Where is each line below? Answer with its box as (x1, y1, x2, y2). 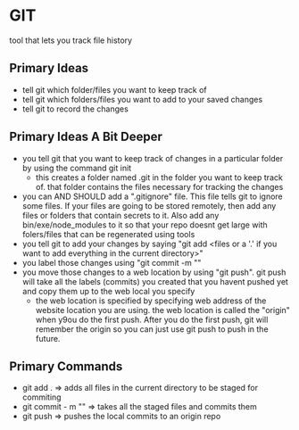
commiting (21, 392, 62, 402)
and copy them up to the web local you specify (21, 285, 195, 296)
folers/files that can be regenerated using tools (21, 228, 195, 239)
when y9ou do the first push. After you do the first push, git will (35, 314, 269, 325)
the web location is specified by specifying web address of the (35, 295, 267, 306)
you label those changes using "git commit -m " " (21, 257, 202, 268)
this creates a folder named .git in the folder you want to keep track (35, 171, 283, 183)
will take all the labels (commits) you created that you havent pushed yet (21, 276, 288, 286)
